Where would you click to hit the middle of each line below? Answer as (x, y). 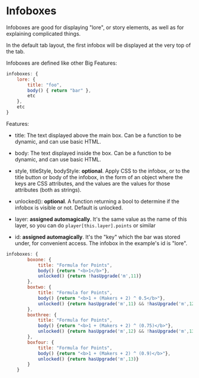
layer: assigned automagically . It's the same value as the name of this (101, 219)
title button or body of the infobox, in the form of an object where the (99, 177)
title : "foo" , (45, 85)
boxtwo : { (39, 287)
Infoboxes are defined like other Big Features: (62, 63)
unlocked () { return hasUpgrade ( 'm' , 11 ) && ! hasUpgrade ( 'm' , (113, 304)
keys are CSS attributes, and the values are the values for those (92, 183)
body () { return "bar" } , (60, 90)
